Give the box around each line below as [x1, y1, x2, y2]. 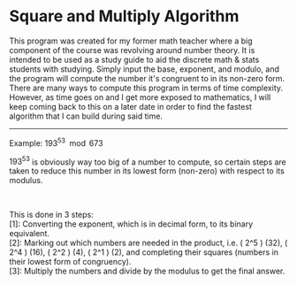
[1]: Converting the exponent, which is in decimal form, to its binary [9, 219, 254, 229]
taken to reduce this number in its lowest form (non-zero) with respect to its [9, 166, 285, 176]
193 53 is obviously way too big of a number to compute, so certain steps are [9, 155, 287, 167]
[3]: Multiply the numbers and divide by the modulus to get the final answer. [9, 266, 286, 276]
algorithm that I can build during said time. [9, 111, 164, 121]
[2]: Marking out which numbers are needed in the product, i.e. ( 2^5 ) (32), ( [9, 237, 288, 249]
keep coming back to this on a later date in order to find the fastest [9, 101, 252, 112]
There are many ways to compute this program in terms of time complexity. [9, 82, 284, 93]
